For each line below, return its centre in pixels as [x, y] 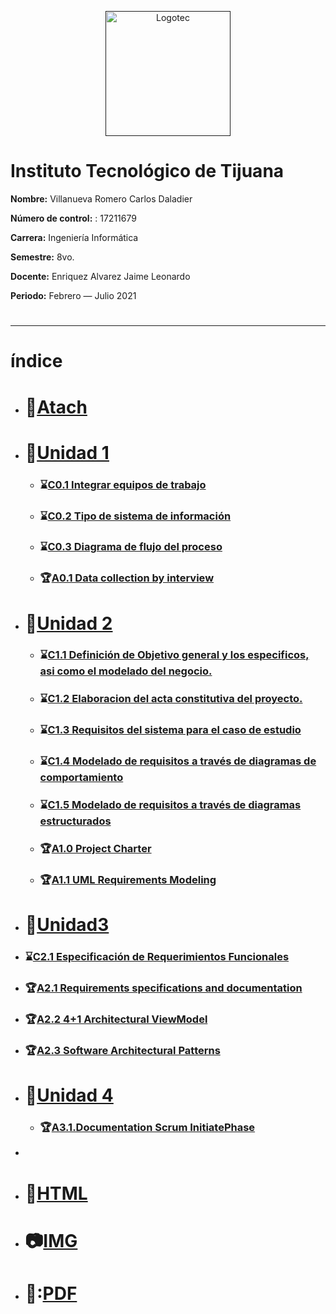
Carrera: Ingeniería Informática [74, 237]
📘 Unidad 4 [69, 1095]
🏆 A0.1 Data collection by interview [127, 578]
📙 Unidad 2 [68, 623]
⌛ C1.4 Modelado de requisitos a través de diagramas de [178, 761]
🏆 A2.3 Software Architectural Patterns [122, 1050]
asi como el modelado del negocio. [126, 671]
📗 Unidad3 [67, 925]
